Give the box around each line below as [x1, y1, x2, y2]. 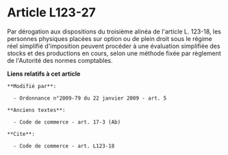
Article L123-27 [7, 5, 96, 20]
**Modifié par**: [7, 83, 57, 89]
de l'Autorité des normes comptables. [7, 56, 113, 64]
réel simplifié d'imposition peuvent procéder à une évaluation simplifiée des [7, 42, 220, 50]
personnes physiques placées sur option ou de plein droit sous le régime [7, 34, 212, 42]
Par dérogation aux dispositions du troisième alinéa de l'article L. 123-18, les [7, 27, 221, 36]
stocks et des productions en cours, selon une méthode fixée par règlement [7, 49, 221, 57]
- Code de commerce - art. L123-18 [13, 142, 115, 150]
